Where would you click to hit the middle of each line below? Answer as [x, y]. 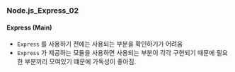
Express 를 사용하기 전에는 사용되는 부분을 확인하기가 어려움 [100, 44]
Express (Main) [29, 28]
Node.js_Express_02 [43, 11]
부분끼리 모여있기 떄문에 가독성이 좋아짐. [80, 61]
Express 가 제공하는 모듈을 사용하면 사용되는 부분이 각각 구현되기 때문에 [116, 53]
